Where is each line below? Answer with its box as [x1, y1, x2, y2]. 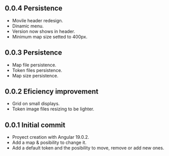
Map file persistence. [12, 62, 57, 68]
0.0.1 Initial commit [5, 121, 65, 129]
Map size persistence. [12, 72, 59, 79]
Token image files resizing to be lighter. [12, 106, 94, 112]
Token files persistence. [12, 67, 62, 73]
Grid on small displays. [12, 101, 60, 107]
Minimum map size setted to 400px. [12, 33, 87, 40]
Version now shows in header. [12, 28, 76, 34]
